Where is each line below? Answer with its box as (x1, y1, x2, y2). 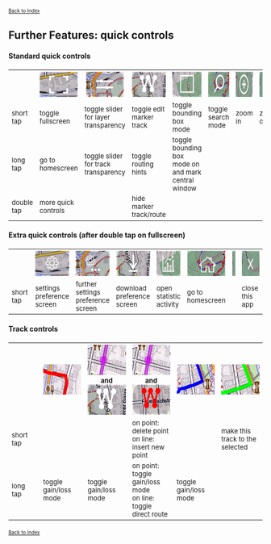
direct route (131, 509, 168, 518)
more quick (39, 198, 74, 207)
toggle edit (131, 104, 165, 114)
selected (221, 442, 248, 451)
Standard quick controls (8, 51, 91, 61)
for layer (84, 112, 110, 122)
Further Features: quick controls (8, 28, 175, 42)
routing (131, 159, 154, 169)
